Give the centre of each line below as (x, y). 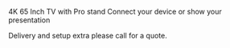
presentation (29, 20)
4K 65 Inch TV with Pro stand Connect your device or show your (115, 12)
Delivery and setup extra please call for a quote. (88, 36)
